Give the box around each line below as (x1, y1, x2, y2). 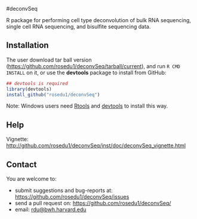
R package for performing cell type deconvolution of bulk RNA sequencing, (6, 17, 191, 23)
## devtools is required (6, 80, 68, 86)
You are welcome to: (6, 175, 57, 182)
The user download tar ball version (6, 56, 92, 63)
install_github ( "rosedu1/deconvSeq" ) (6, 92, 100, 98)
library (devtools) (6, 86, 52, 92)
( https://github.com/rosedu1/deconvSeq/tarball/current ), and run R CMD (6, 62, 180, 69)
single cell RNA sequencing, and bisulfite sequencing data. (6, 23, 151, 30)
